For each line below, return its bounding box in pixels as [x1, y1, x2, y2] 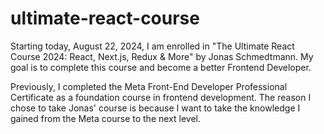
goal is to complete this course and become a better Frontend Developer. [10, 61, 312, 73]
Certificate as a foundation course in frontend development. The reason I [10, 91, 312, 103]
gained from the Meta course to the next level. [10, 112, 201, 124]
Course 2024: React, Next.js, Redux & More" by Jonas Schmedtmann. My [10, 50, 314, 62]
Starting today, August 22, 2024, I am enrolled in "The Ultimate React [10, 40, 295, 52]
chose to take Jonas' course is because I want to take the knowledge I [10, 102, 301, 114]
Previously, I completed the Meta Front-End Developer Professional [10, 80, 288, 92]
